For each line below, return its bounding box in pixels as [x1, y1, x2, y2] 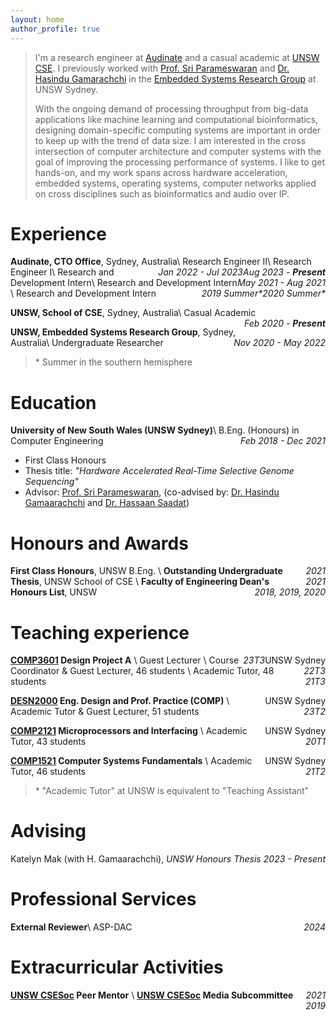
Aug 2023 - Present [243, 266, 326, 278]
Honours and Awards [10, 532, 189, 555]
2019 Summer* [201, 287, 263, 300]
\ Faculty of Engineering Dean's [135, 576, 270, 588]
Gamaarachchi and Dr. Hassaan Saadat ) [24, 497, 190, 509]
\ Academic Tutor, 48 [187, 665, 275, 677]
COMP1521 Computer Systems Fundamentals [10, 755, 203, 767]
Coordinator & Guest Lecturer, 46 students [10, 665, 186, 677]
